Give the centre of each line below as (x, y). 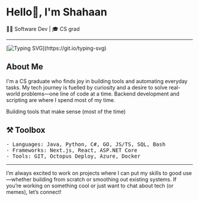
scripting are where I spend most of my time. (61, 100)
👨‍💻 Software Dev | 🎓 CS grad (43, 28)
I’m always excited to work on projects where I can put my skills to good (94, 173)
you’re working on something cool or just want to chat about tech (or (90, 186)
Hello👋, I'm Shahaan (57, 12)
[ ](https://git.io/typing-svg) (56, 48)
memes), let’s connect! (34, 192)
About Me (25, 67)
